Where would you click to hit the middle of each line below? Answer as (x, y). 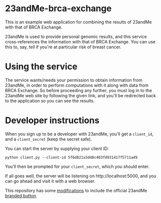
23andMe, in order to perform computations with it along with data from (77, 85)
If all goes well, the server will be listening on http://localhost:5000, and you (81, 176)
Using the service (41, 67)
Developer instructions (52, 120)
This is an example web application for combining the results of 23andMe (78, 22)
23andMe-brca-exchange (58, 9)
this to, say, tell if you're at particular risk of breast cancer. (63, 47)
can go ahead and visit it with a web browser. (50, 181)
